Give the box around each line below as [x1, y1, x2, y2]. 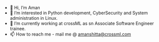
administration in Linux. [9, 15, 58, 21]
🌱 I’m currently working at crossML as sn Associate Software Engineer [9, 20, 154, 26]
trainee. [9, 26, 26, 32]
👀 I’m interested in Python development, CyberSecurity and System [9, 10, 148, 16]
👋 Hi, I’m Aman [9, 5, 41, 10]
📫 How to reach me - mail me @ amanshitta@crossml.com [9, 31, 131, 37]
